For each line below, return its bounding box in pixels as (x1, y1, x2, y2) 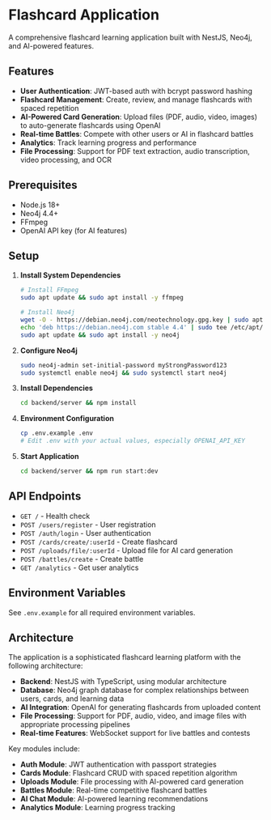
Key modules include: (8, 744, 81, 754)
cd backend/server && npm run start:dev (19, 467, 159, 475)
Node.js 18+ (19, 200, 61, 210)
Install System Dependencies (19, 270, 121, 280)
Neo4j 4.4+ (19, 208, 59, 218)
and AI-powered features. (8, 40, 95, 50)
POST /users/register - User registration (19, 520, 156, 529)
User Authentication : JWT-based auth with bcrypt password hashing (19, 86, 252, 96)
